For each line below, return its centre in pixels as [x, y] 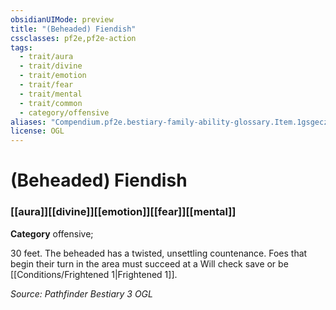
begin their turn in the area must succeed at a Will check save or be [149, 263]
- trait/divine [51, 66]
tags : [21, 47]
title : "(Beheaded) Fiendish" [73, 29]
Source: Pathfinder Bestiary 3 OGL [81, 293]
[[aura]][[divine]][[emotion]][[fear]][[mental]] [123, 212]
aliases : [28, 122]
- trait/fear [46, 85]
